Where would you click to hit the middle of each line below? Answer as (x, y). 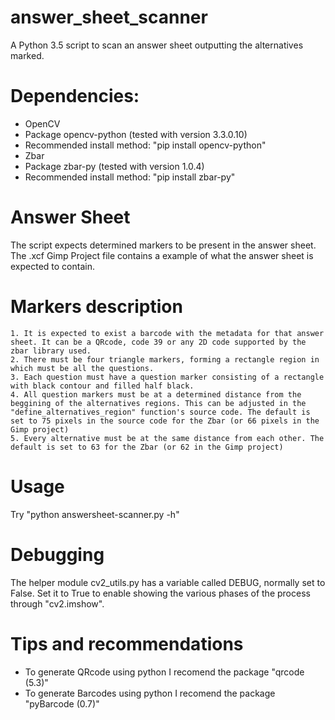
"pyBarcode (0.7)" (62, 703)
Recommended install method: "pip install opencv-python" (145, 145)
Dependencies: (75, 96)
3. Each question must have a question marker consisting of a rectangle (167, 377)
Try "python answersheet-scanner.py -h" (95, 514)
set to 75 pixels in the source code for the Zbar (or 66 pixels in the (165, 421)
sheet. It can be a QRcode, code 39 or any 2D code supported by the (158, 342)
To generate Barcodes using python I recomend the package (150, 693)
